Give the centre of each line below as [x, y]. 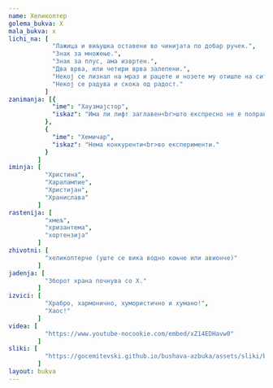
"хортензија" [67, 235]
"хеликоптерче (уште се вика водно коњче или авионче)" [141, 258]
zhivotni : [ [28, 251]
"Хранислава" [67, 197]
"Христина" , [65, 175]
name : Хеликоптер [38, 16]
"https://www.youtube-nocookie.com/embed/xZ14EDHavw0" [139, 334]
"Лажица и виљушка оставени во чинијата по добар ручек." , [154, 46]
